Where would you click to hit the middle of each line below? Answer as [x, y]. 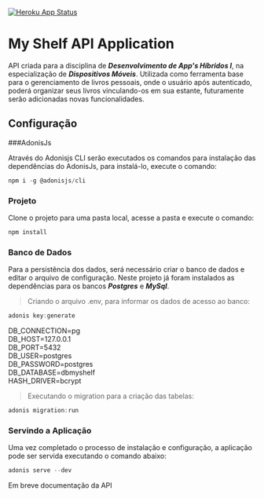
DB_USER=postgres [40, 355]
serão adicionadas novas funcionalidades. [76, 99]
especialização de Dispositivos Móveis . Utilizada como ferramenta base [126, 74]
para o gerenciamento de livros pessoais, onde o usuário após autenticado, [130, 82]
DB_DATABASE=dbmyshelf [52, 372]
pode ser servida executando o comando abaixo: [87, 456]
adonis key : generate [42, 316]
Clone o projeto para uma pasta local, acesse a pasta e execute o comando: [131, 218]
